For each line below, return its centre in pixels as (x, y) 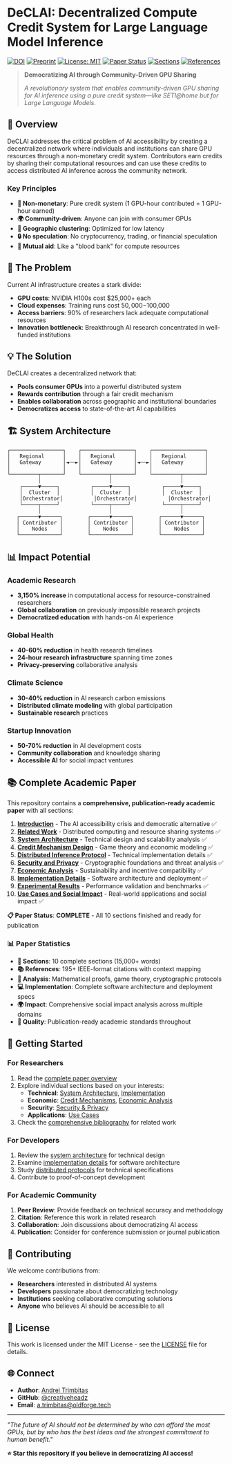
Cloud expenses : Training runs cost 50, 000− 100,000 (94, 305)
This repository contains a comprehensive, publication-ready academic (111, 803)
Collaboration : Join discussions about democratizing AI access (107, 1225)
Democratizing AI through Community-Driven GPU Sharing (110, 75)
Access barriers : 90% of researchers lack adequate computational (113, 312)
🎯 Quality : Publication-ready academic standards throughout (104, 1022)
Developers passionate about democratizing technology (97, 1291)
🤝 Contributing (39, 1254)
